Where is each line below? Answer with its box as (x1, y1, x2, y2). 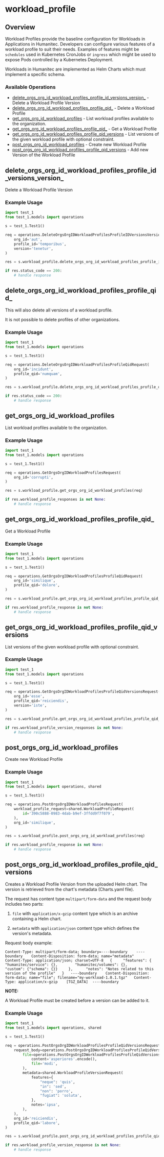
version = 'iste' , (14, 703, 47, 708)
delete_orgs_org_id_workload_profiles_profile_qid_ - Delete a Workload (12, 105, 155, 111)
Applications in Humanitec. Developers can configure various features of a (5, 41, 155, 47)
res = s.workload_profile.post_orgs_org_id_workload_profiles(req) (5, 834, 145, 839)
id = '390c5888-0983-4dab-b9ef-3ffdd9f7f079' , (22, 811, 115, 816)
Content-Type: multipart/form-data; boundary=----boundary (5, 949, 128, 954)
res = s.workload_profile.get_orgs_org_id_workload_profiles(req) (5, 488, 143, 493)
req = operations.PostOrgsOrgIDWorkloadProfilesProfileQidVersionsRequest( (5, 1043, 163, 1048)
